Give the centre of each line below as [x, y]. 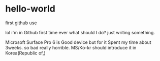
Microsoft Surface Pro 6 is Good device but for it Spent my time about [78, 42]
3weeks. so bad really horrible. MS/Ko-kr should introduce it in [71, 47]
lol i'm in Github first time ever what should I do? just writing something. [80, 32]
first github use [21, 23]
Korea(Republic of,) [25, 53]
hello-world [30, 9]
